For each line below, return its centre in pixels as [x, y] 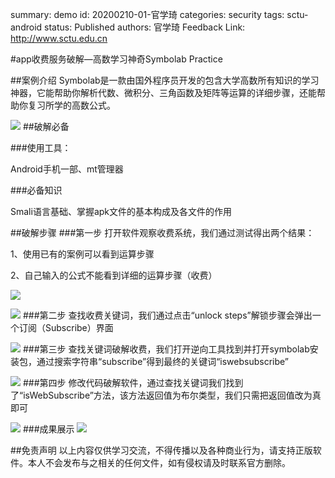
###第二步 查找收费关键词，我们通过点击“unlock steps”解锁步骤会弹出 [167, 315]
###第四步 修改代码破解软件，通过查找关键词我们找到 [133, 382]
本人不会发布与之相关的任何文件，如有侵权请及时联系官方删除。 [159, 462]
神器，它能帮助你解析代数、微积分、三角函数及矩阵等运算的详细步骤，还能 [163, 92]
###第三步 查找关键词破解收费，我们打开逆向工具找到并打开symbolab [166, 349]
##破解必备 [46, 126]
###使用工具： [41, 147]
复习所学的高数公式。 [71, 105]
